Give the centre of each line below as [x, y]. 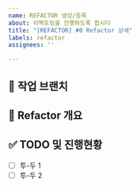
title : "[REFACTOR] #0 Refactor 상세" [70, 30]
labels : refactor [37, 38]
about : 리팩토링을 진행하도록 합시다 [59, 23]
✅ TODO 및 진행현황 [55, 145]
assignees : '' [32, 45]
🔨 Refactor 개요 [45, 115]
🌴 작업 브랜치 [38, 86]
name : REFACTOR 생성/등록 [47, 15]
